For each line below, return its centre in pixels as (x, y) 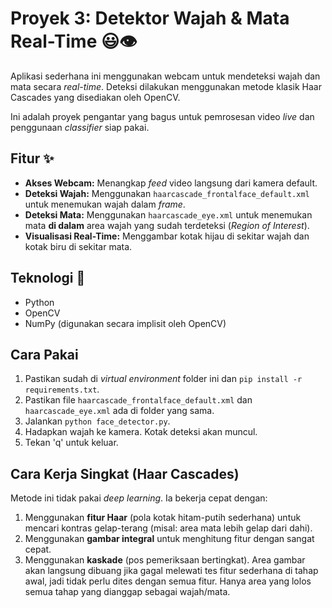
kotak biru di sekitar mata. (78, 246)
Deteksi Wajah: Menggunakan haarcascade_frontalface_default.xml (167, 193)
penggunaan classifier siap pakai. (80, 127)
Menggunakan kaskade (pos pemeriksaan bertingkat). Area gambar (165, 560)
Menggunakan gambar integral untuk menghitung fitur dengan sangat (169, 539)
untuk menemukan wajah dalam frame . (105, 204)
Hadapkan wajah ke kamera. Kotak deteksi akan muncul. (141, 432)
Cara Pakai (44, 354)
